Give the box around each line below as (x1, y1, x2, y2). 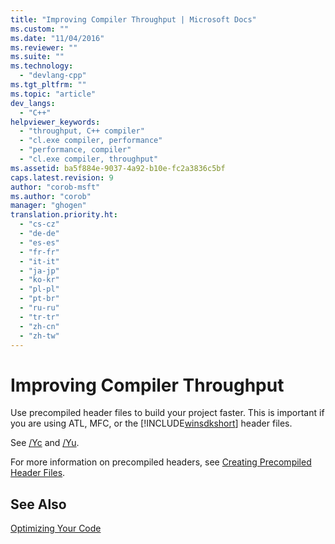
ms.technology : (10, 61, 74, 71)
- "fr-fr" (19, 247, 60, 257)
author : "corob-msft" (10, 182, 101, 192)
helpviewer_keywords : (10, 117, 101, 127)
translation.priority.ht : (10, 210, 118, 220)
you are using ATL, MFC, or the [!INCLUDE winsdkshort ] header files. (10, 417, 293, 430)
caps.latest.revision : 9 (10, 172, 114, 183)
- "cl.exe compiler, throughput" (19, 154, 159, 164)
